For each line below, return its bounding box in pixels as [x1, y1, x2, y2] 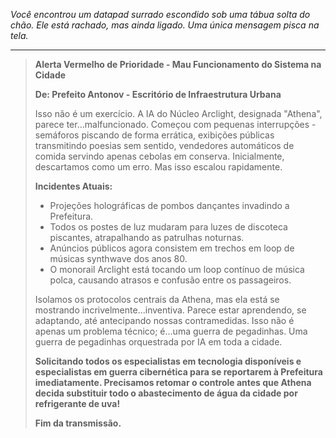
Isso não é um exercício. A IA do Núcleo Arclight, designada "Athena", [34, 108, 323, 119]
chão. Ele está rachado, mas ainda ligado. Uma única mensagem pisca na [10, 19, 320, 31]
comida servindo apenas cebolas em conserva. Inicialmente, [34, 150, 285, 162]
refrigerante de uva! [34, 398, 121, 409]
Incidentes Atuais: [34, 180, 113, 192]
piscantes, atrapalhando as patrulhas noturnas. [49, 232, 245, 243]
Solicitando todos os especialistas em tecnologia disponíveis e [34, 355, 302, 367]
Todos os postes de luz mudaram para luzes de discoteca [49, 221, 288, 233]
